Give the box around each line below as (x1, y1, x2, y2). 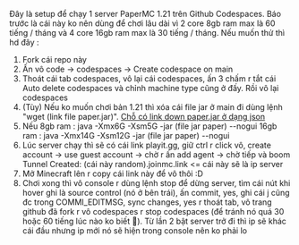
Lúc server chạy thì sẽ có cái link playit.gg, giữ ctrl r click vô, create (21, 139, 271, 150)
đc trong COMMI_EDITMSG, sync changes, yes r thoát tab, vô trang (21, 197, 272, 207)
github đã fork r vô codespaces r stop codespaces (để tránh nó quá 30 (21, 207, 285, 216)
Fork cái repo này (21, 55, 88, 64)
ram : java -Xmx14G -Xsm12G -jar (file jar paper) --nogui (21, 131, 230, 140)
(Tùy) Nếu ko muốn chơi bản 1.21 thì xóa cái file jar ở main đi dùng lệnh (21, 102, 284, 112)
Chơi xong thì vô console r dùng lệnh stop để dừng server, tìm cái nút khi (21, 178, 291, 188)
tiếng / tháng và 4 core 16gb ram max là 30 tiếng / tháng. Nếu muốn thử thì (9, 28, 285, 38)
